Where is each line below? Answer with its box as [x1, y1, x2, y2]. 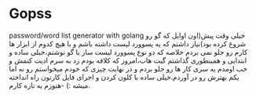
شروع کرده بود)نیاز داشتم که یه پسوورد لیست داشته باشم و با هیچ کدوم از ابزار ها [9, 38, 247, 48]
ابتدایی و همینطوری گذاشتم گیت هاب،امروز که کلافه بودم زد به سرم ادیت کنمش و [9, 56, 247, 65]
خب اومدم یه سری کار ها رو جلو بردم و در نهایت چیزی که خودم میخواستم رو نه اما [9, 64, 248, 73]
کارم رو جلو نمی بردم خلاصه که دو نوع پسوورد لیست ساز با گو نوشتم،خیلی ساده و [9, 47, 248, 56]
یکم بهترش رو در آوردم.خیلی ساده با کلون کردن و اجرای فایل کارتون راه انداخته [9, 72, 240, 82]
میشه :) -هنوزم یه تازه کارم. [9, 80, 91, 90]
